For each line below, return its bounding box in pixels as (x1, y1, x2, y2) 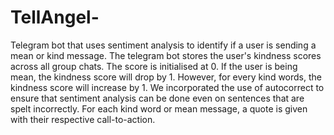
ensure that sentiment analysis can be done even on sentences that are (10, 92, 305, 104)
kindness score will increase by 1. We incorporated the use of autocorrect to (10, 81, 325, 93)
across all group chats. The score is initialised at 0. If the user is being (10, 60, 298, 72)
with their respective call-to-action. (10, 113, 156, 125)
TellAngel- (10, 6, 100, 29)
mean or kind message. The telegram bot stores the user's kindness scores (10, 49, 322, 61)
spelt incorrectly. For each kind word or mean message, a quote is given (10, 102, 308, 115)
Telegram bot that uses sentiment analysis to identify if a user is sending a (10, 39, 317, 51)
